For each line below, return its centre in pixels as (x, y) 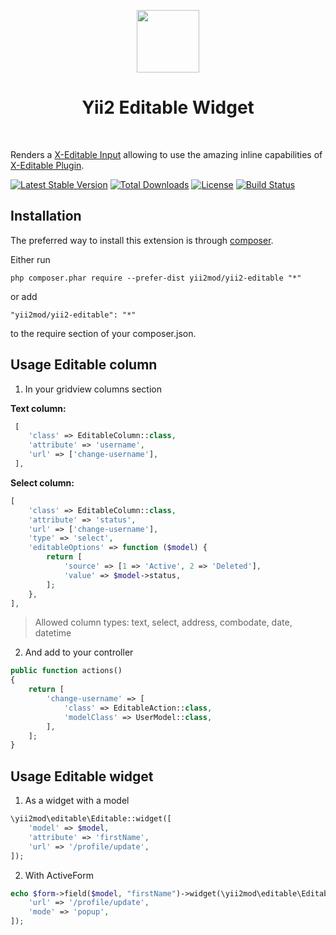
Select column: (42, 482)
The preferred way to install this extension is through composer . (142, 240)
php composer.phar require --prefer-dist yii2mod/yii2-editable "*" (156, 278)
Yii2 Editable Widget (168, 107)
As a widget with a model (77, 801)
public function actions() (66, 671)
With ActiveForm (59, 875)
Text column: (38, 408)
